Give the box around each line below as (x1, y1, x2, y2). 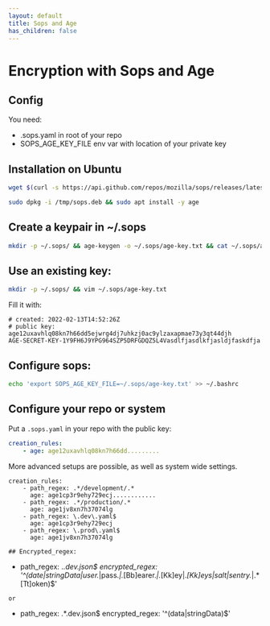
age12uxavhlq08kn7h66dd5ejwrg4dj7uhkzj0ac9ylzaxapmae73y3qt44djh (8, 330, 231, 338)
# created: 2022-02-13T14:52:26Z (8, 316, 121, 324)
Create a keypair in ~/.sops (8, 221, 146, 234)
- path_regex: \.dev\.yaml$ (22, 512, 117, 520)
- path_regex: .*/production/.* (22, 498, 131, 506)
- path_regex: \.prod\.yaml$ (22, 526, 121, 534)
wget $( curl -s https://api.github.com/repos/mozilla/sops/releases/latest (8, 184, 268, 192)
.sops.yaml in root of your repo (19, 131, 122, 140)
